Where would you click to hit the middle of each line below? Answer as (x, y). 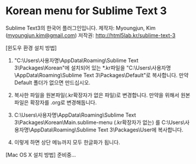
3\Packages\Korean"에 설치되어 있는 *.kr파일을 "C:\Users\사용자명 (92, 68)
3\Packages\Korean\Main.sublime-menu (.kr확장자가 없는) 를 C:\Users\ (99, 122)
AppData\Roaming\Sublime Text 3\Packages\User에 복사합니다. (107, 129)
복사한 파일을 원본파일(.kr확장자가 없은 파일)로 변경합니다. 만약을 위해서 (97, 95)
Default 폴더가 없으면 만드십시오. (52, 82)
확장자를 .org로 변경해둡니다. (63, 102)
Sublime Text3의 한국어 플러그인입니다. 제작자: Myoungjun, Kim (81, 28)
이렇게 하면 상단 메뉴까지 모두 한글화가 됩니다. (67, 142)
